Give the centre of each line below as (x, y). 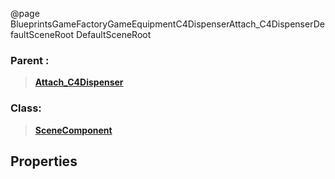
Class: (26, 108)
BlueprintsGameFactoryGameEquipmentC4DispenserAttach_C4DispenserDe (167, 24)
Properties (44, 161)
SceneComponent (73, 130)
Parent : (30, 60)
